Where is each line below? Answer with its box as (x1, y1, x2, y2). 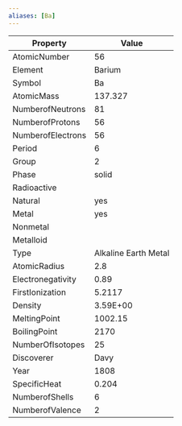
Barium (93, 64, 122, 75)
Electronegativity (12, 273, 77, 284)
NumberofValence (12, 404, 82, 416)
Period (12, 143, 38, 154)
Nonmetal (12, 221, 50, 232)
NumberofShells (12, 391, 74, 403)
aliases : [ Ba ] (8, 11, 56, 20)
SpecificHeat (12, 378, 62, 389)
